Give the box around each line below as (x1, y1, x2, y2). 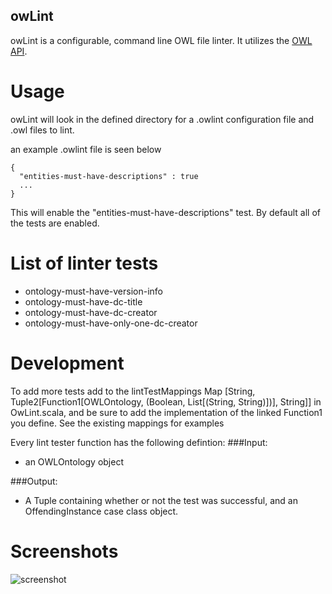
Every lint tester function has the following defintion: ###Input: (10, 436, 268, 448)
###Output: (10, 475, 58, 487)
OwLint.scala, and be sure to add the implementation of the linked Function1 (10, 406, 323, 418)
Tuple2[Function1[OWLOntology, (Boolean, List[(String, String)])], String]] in (10, 395, 322, 408)
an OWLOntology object (24, 455, 124, 468)
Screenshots (10, 540, 119, 563)
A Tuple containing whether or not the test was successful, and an (24, 494, 298, 506)
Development (10, 352, 125, 374)
